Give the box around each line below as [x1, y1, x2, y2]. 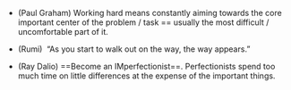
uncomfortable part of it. [17, 27, 109, 37]
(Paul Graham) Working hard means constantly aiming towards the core [17, 8, 282, 18]
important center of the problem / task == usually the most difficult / [17, 17, 270, 28]
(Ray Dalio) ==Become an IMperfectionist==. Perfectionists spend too [17, 61, 276, 71]
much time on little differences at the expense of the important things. [17, 70, 276, 81]
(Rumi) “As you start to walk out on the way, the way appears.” [17, 44, 251, 54]
